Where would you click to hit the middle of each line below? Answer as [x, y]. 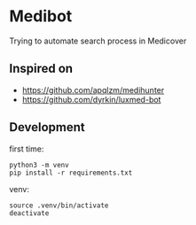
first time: [27, 149]
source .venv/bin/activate [59, 206]
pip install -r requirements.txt [71, 173]
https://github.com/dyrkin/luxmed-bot [91, 99]
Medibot [41, 16]
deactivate [29, 213]
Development [47, 127]
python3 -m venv [39, 165]
